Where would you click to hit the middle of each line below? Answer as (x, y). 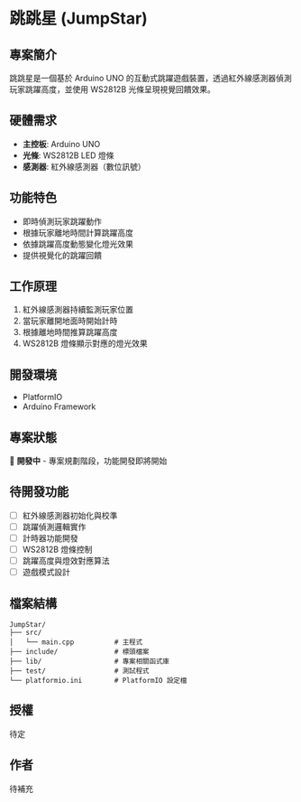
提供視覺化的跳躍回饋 (62, 255)
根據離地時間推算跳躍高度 (70, 332)
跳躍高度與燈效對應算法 (66, 561)
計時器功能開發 (50, 538)
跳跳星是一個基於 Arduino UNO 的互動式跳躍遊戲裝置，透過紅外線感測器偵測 (151, 78)
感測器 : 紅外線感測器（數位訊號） (84, 166)
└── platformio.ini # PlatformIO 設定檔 (98, 681)
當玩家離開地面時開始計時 (70, 321)
